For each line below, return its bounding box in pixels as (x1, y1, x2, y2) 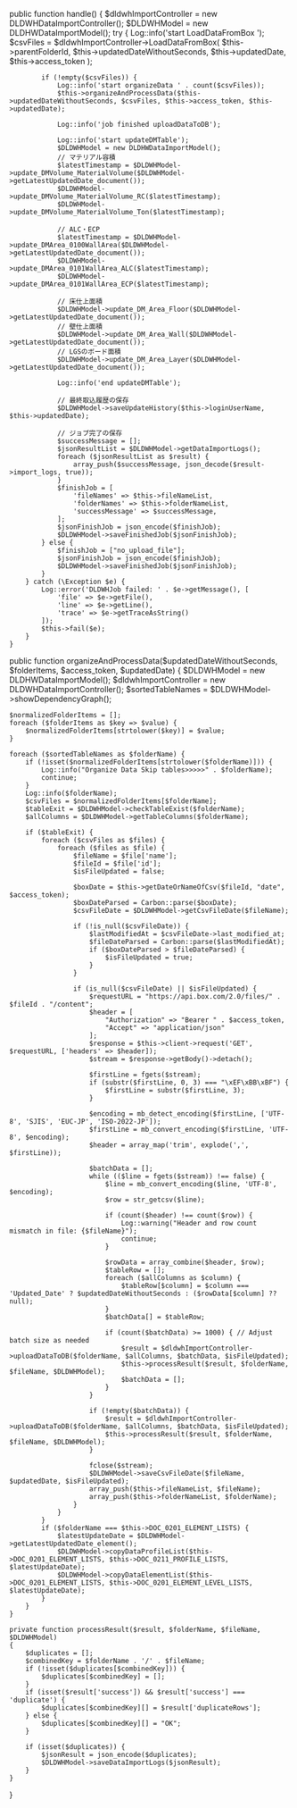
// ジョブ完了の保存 (56, 429, 123, 438)
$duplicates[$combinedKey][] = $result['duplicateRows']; (41, 1703, 261, 1712)
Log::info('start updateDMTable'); (56, 136, 190, 145)
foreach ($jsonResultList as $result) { (56, 452, 210, 461)
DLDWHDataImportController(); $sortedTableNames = (9, 684, 209, 694)
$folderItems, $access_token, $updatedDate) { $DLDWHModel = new (9, 665, 266, 675)
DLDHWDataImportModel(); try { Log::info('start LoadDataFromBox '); (9, 28, 265, 38)
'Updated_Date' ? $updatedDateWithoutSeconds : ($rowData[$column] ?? (9, 1289, 277, 1298)
